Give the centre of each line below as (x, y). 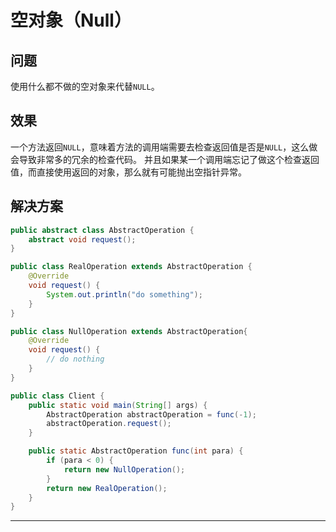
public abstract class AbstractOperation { (102, 230)
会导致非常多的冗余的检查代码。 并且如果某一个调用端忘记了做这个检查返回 (165, 159)
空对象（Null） (71, 20)
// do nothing (75, 359)
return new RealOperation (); (107, 488)
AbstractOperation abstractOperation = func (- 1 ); (151, 414)
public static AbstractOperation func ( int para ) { (136, 451)
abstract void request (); (82, 239)
